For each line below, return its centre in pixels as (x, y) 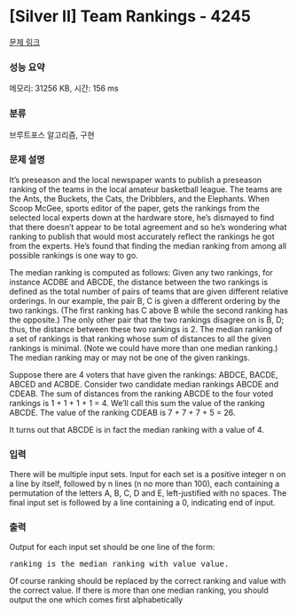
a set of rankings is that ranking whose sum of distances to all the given (141, 339)
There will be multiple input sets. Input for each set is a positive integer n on (148, 474)
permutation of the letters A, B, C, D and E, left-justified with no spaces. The (148, 493)
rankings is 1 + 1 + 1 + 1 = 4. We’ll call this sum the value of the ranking (137, 403)
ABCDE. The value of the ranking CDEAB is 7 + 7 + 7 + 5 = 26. (122, 412)
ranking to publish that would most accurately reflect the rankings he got (142, 236)
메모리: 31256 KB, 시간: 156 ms (64, 88)
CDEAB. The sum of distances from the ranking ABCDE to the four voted (141, 394)
